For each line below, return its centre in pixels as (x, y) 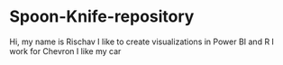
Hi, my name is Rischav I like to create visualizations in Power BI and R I (142, 42)
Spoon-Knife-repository (102, 17)
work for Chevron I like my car (65, 51)
